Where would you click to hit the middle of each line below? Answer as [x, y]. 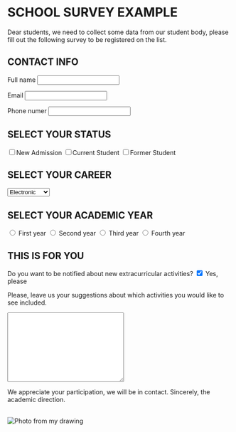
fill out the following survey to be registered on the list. [87, 39]
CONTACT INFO [43, 62]
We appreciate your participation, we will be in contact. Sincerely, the [109, 392]
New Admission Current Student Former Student [96, 152]
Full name [22, 80]
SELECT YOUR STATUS [59, 135]
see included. [27, 302]
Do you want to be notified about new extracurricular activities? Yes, [113, 274]
